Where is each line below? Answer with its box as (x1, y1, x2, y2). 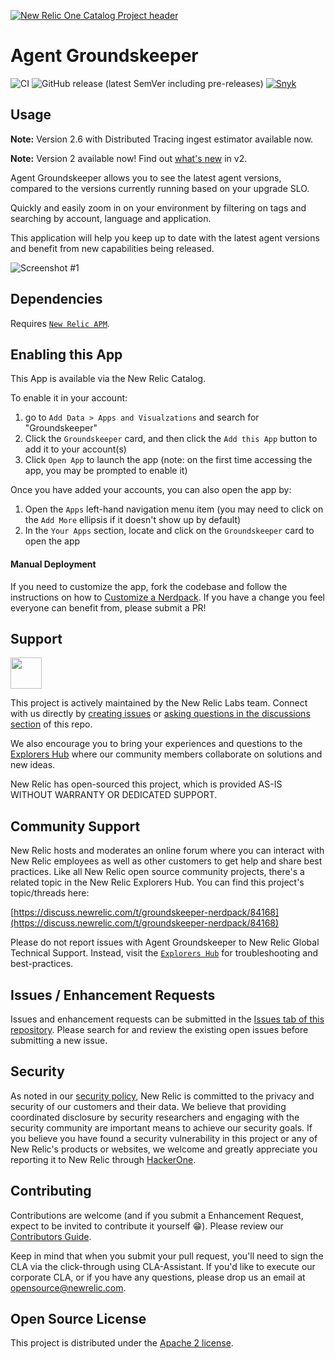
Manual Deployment (10, 558, 97, 570)
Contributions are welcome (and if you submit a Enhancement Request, (10, 1209, 304, 1221)
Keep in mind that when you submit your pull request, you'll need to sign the (10, 1250, 324, 1262)
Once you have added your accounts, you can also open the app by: (10, 484, 292, 496)
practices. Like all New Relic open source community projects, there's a (10, 866, 305, 878)
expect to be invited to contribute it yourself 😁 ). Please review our (10, 1220, 284, 1232)
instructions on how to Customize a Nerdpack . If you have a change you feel (10, 591, 326, 603)
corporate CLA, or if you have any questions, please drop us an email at (10, 1271, 306, 1283)
